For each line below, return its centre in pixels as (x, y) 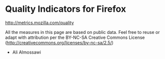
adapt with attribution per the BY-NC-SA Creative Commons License (75, 37)
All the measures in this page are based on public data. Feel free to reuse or (82, 32)
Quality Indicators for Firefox (66, 9)
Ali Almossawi (27, 52)
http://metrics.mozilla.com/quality (40, 23)
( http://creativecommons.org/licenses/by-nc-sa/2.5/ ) (59, 42)
